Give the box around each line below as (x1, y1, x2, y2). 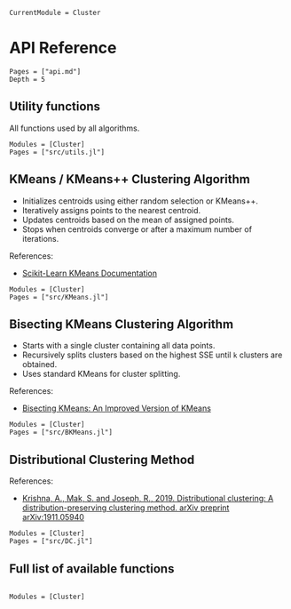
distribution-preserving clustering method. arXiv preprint (21, 502, 230, 513)
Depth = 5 (9, 75, 46, 84)
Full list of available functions (9, 561, 175, 576)
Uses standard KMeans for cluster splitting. (21, 369, 181, 380)
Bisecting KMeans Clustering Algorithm (9, 317, 233, 332)
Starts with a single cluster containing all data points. (21, 341, 216, 351)
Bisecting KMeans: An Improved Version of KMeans (21, 403, 211, 413)
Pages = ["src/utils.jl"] (9, 148, 105, 156)
